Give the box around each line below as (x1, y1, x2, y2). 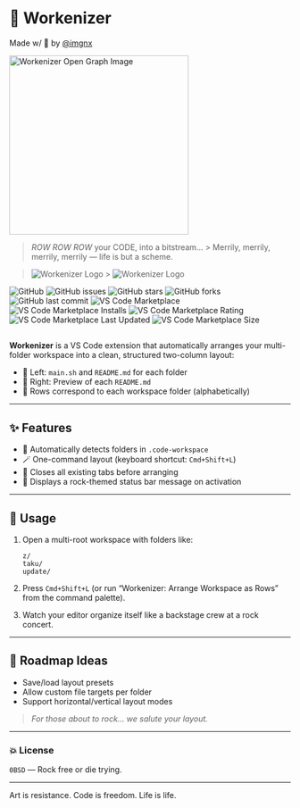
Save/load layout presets (21, 677, 114, 687)
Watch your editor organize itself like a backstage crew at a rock (21, 609, 259, 620)
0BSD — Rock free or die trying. (9, 764, 122, 775)
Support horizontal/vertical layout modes (21, 696, 173, 706)
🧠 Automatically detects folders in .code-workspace (21, 444, 209, 454)
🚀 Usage (9, 511, 56, 526)
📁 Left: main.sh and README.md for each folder (21, 367, 187, 378)
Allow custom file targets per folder (21, 687, 153, 697)
